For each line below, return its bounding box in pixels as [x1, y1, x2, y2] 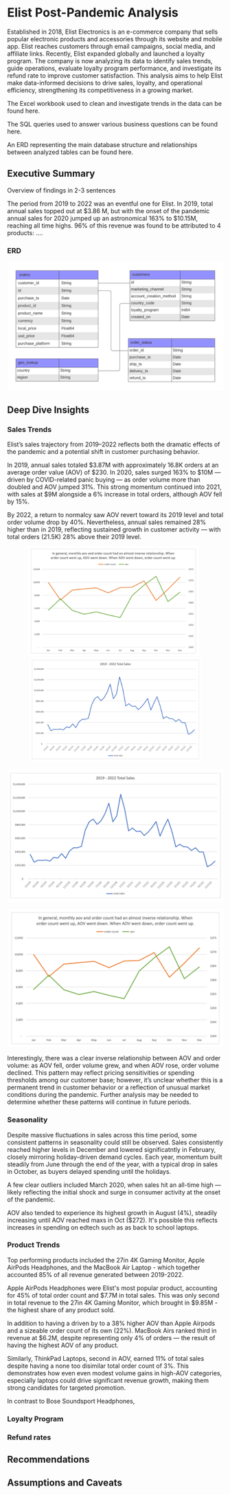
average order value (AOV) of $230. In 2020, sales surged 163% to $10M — [7, 468, 221, 476]
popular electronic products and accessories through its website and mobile [7, 34, 222, 43]
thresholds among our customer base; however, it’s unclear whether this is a [7, 1076, 223, 1084]
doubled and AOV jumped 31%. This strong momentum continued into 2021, [7, 483, 222, 491]
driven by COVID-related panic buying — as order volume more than [7, 475, 200, 483]
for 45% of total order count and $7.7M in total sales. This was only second [7, 1291, 220, 1299]
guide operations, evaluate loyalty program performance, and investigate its [7, 64, 222, 72]
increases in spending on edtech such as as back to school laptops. [7, 1223, 199, 1232]
